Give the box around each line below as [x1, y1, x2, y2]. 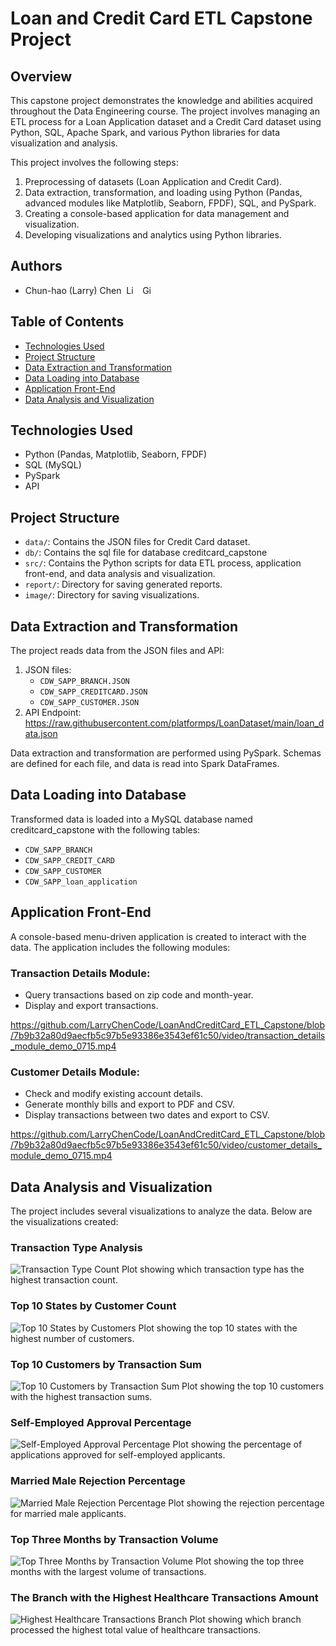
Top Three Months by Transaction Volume [10, 1532, 219, 1546]
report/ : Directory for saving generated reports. [24, 578, 223, 591]
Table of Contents [10, 313, 125, 331]
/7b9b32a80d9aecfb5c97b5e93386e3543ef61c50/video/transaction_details [10, 1029, 326, 1041]
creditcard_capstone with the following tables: [10, 823, 201, 836]
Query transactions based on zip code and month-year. [24, 988, 254, 1001]
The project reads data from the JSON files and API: [10, 645, 225, 657]
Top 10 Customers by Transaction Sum [10, 1357, 202, 1371]
